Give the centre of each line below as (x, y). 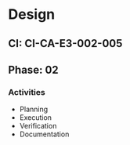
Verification (38, 126)
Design (32, 14)
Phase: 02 (33, 69)
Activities (27, 92)
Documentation (44, 134)
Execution (36, 118)
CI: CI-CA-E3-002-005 (65, 43)
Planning (34, 109)
